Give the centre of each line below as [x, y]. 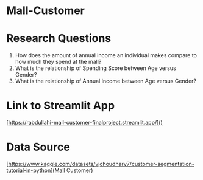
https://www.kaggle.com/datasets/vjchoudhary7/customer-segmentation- [101, 164]
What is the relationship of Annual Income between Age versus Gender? [106, 81]
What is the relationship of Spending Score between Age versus [96, 68]
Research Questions [59, 39]
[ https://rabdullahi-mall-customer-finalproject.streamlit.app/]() [84, 123]
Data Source [38, 147]
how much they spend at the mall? [58, 62]
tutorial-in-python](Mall [36, 170]
